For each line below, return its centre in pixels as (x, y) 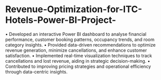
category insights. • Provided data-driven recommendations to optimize (80, 45)
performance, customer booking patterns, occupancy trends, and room (80, 39)
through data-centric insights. (36, 71)
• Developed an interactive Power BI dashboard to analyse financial (76, 34)
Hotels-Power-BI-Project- (61, 20)
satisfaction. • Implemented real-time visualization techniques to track (79, 55)
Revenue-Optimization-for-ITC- (74, 9)
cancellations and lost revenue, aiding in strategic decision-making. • (78, 61)
